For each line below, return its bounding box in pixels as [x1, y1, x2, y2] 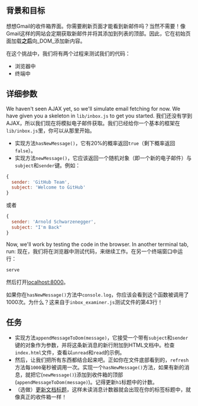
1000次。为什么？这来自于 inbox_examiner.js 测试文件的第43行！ [6, 298, 163, 305]
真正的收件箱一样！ [20, 394, 67, 401]
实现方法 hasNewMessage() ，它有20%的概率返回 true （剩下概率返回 [14, 139, 176, 146]
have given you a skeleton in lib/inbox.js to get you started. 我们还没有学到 [6, 112, 193, 119]
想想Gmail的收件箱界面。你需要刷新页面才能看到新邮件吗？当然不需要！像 [6, 23, 186, 30]
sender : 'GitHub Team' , [11, 179, 70, 185]
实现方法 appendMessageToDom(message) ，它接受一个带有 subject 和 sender [14, 334, 189, 341]
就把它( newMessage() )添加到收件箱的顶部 [25, 371, 123, 378]
